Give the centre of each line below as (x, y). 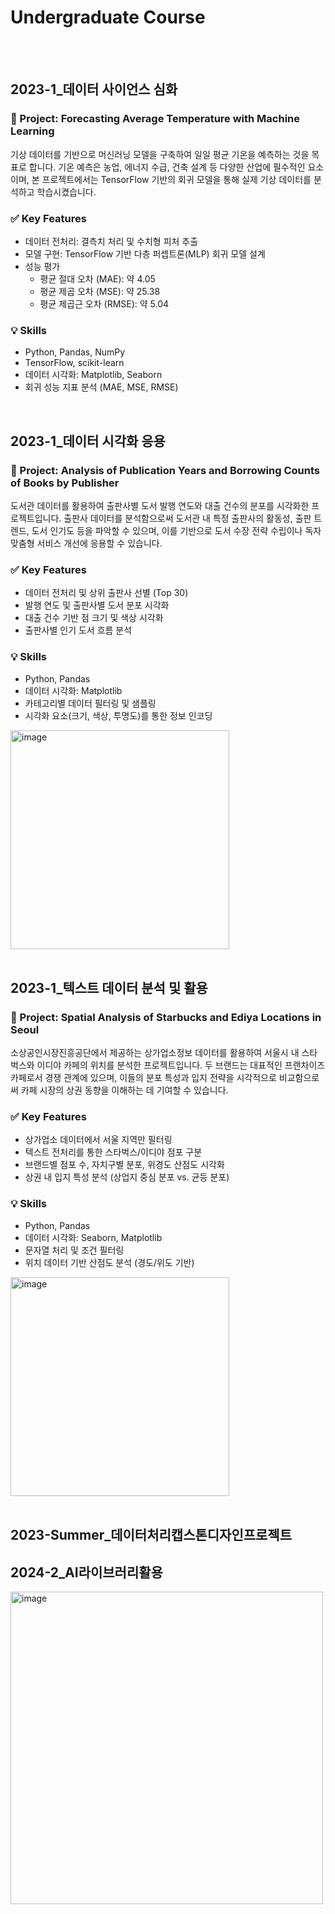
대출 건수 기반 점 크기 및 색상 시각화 (94, 618)
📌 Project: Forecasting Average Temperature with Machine (155, 119)
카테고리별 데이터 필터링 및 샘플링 (90, 703)
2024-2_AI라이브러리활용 (86, 1572)
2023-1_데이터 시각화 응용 (88, 441)
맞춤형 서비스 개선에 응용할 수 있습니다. (86, 543)
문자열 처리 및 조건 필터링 (74, 1250)
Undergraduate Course (108, 17)
